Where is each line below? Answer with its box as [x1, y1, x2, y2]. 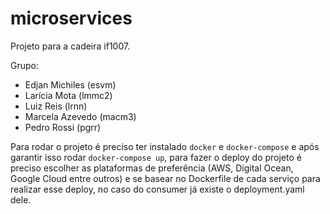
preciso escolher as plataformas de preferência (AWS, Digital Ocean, [10, 162, 294, 174]
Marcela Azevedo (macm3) [24, 110, 137, 122]
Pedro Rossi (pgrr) [24, 121, 102, 133]
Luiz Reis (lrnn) [24, 100, 88, 112]
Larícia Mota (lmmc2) [24, 89, 113, 101]
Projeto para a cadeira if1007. [10, 40, 131, 52]
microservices [10, 7, 133, 30]
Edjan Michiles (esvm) [24, 78, 117, 91]
